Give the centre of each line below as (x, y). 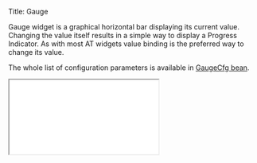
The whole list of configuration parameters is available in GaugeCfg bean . (129, 68)
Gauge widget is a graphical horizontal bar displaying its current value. (124, 27)
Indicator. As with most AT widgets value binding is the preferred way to (126, 44)
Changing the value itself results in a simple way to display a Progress (123, 35)
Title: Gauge (28, 12)
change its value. (36, 52)
